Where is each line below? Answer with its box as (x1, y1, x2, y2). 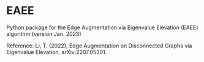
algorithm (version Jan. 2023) (6, 30, 81, 37)
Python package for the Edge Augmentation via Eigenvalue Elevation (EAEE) (6, 24, 198, 31)
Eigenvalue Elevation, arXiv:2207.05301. (6, 48, 107, 55)
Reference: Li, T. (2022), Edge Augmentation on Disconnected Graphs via (6, 42, 192, 49)
